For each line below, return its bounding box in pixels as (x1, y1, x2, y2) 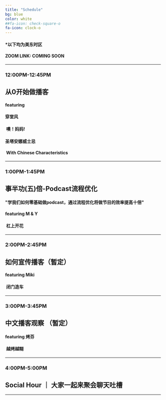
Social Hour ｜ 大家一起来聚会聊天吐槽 (5, 381, 123, 390)
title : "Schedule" (5, 7, 43, 12)
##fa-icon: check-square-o (5, 21, 61, 26)
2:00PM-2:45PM (5, 241, 47, 248)
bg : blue (5, 12, 23, 17)
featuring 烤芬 (5, 333, 35, 339)
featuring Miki (5, 272, 35, 278)
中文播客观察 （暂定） (5, 319, 72, 327)
